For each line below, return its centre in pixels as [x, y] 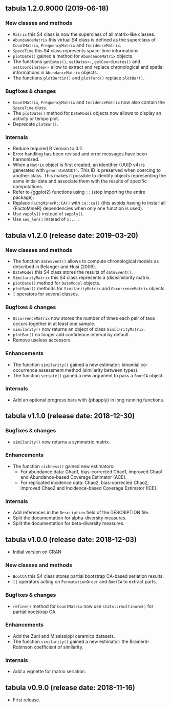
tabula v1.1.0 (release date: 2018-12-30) [70, 416]
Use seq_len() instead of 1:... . [46, 219]
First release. [26, 700]
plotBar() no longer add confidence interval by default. [71, 335]
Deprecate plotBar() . [35, 124]
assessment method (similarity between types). [89, 370]
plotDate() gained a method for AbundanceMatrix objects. [73, 56]
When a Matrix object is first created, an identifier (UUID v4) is [79, 165]
